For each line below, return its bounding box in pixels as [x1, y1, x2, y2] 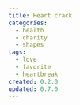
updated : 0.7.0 [8, 84, 59, 93]
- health [15, 26, 44, 34]
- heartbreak [15, 70, 59, 78]
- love [15, 56, 37, 64]
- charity [15, 33, 48, 42]
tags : [8, 48, 26, 56]
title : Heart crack [8, 11, 73, 20]
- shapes [15, 41, 44, 49]
